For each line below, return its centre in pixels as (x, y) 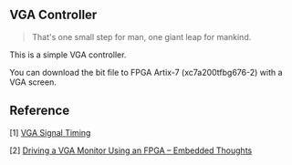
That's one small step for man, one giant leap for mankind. (141, 36)
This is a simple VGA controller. (68, 55)
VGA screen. (33, 82)
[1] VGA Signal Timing (50, 132)
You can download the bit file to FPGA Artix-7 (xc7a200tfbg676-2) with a (146, 72)
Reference (40, 111)
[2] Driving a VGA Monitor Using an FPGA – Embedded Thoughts (131, 150)
